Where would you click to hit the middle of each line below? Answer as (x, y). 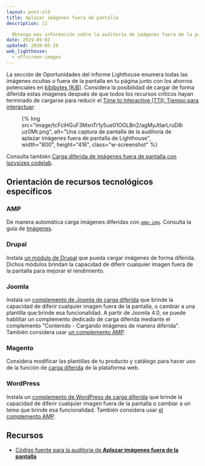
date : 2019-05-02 (28, 40)
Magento (20, 348)
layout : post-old (28, 12)
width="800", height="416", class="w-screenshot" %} (90, 145)
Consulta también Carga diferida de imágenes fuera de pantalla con (92, 156)
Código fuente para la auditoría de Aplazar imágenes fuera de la (97, 450)
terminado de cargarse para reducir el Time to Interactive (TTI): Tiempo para (103, 100)
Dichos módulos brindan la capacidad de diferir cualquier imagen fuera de (100, 264)
